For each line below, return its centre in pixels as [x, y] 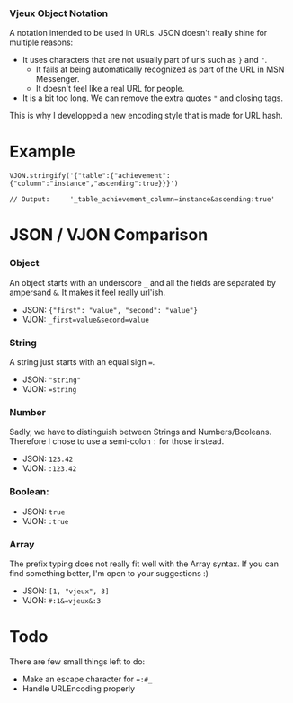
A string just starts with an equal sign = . [82, 362]
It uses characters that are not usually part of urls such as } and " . [145, 60]
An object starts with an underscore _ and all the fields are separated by [143, 282]
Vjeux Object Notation [59, 13]
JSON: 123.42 [48, 459]
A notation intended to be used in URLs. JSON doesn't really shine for [138, 33]
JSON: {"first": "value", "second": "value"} [110, 309]
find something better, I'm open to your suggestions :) [109, 573]
